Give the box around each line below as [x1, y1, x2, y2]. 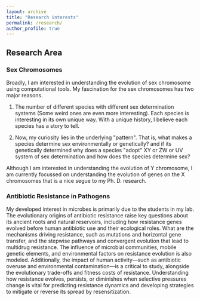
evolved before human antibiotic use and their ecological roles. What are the [6, 225, 194, 232]
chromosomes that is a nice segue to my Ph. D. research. [6, 177, 147, 184]
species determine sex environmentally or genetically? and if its [14, 140, 172, 147]
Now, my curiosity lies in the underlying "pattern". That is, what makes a [14, 134, 192, 141]
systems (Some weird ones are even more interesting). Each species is [14, 109, 189, 116]
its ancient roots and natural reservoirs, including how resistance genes [6, 219, 182, 226]
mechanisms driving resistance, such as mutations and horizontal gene [6, 231, 181, 238]
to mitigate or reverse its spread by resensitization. [6, 288, 131, 296]
